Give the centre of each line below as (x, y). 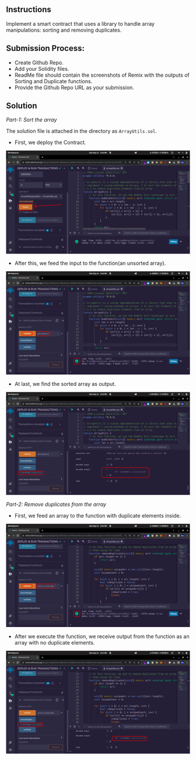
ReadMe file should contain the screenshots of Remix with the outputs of (102, 75)
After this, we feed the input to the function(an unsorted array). (90, 263)
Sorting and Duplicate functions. (53, 81)
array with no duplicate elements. (55, 642)
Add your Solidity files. (42, 69)
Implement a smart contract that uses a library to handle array (80, 23)
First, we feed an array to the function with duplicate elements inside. (98, 516)
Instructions (29, 10)
